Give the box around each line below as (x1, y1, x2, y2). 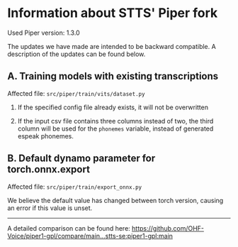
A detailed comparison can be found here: (7, 224, 131, 232)
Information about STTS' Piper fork (7, 5, 218, 21)
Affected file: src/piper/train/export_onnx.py (7, 182, 142, 191)
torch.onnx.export (7, 163, 91, 175)
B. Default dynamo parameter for (7, 153, 156, 165)
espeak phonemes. (17, 131, 74, 140)
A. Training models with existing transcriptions (7, 70, 219, 82)
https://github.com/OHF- (132, 224, 204, 232)
